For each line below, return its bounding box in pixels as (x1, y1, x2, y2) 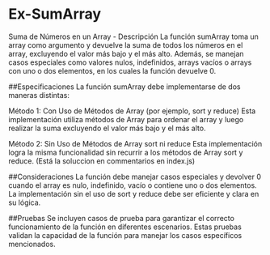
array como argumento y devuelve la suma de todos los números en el (8, 40, 243, 49)
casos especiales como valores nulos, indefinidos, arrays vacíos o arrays (8, 57, 252, 67)
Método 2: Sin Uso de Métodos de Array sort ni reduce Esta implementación (8, 138, 263, 148)
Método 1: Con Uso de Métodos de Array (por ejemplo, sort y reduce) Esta (8, 106, 256, 116)
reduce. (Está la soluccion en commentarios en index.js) (8, 155, 196, 166)
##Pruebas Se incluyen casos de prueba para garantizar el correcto (8, 213, 234, 223)
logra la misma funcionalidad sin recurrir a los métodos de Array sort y (8, 147, 243, 157)
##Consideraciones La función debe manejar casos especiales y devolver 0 (8, 172, 261, 181)
